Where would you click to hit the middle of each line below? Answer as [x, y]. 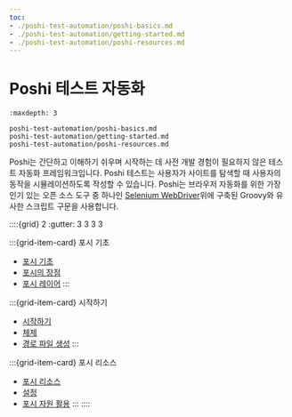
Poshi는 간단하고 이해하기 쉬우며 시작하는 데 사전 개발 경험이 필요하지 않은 [138, 162]
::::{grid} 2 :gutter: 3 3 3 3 [57, 224]
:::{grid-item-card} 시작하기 [59, 302]
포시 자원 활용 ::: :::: [56, 404]
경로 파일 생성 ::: [50, 344]
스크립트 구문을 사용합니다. [72, 206]
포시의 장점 [41, 273]
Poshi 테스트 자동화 [77, 89]
